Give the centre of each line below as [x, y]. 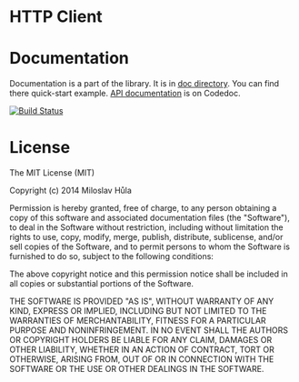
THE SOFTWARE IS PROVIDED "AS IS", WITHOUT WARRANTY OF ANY [142, 301]
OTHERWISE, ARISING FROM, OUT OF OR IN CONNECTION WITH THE [142, 359]
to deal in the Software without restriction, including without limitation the [146, 227]
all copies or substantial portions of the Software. [101, 284]
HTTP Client [56, 17]
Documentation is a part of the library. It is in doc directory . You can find [145, 84]
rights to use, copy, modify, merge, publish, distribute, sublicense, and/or [146, 237]
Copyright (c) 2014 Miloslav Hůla [70, 191]
